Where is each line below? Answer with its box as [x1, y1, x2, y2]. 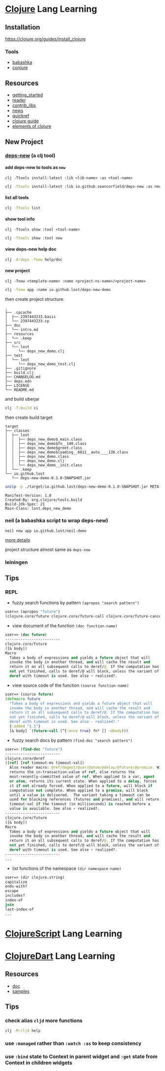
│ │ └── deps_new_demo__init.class [5, 463, 82, 467]
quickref [12, 113, 29, 119]
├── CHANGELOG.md [5, 375, 41, 379]
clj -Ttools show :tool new [5, 235, 63, 240]
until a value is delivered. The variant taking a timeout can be [9, 792, 151, 797]
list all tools [5, 195, 29, 201]
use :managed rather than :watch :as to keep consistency [5, 1040, 141, 1047]
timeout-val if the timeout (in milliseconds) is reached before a [9, 802, 151, 807]
